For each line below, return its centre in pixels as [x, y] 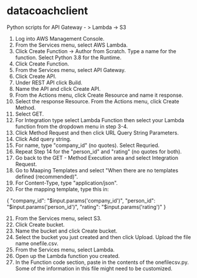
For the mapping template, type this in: [62, 189]
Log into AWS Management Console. [60, 38]
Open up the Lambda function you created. [67, 256]
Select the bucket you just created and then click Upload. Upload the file [103, 237]
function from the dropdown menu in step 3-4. [71, 126]
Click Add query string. [43, 139]
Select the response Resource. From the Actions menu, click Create [97, 101]
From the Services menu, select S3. [58, 218]
